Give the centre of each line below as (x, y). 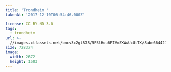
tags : (11, 28)
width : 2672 (23, 57)
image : (12, 52)
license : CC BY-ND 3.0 (29, 24)
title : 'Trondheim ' (27, 10)
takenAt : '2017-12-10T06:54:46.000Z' (45, 15)
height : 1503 (24, 61)
